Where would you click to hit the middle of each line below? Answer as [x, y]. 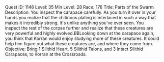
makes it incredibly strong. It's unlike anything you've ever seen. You [74, 23]
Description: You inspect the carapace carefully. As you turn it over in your [81, 12]
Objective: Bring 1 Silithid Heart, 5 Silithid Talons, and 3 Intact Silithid [74, 49]
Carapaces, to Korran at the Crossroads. [46, 54]
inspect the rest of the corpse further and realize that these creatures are [79, 28]
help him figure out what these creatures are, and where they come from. [79, 44]
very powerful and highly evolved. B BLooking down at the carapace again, [80, 33]
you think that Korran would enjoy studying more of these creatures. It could [82, 38]
